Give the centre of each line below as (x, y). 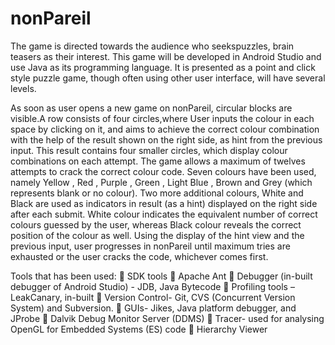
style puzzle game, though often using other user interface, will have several (168, 78)
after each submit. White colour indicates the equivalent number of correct (164, 214)
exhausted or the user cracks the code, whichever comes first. (139, 256)
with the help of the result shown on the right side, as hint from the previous (166, 139)
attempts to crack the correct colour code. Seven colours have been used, (163, 171)
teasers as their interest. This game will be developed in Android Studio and (166, 56)
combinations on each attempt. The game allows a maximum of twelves (158, 161)
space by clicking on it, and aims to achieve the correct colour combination (165, 129)
